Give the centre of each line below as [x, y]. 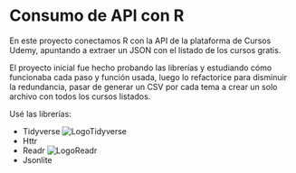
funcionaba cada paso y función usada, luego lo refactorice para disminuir [148, 77]
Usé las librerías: [41, 114]
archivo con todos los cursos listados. [80, 96]
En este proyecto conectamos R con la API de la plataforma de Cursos [140, 41]
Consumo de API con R [97, 16]
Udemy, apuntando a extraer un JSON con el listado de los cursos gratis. [145, 50]
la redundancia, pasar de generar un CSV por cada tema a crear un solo [143, 86]
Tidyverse [41, 131]
